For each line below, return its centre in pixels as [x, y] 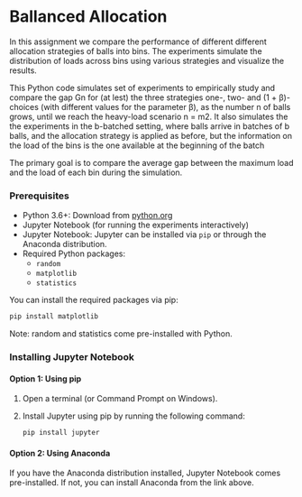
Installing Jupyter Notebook [72, 357]
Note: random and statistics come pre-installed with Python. [121, 334]
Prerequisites [39, 196]
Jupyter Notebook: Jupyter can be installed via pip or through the [144, 235]
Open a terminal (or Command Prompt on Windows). [120, 399]
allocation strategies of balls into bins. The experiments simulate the [136, 51]
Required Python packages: [74, 253]
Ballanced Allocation [88, 17]
